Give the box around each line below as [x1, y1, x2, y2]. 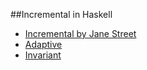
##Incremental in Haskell [10, 9, 113, 20]
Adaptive [24, 39, 63, 50]
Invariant [24, 49, 62, 61]
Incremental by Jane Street [24, 28, 137, 39]
